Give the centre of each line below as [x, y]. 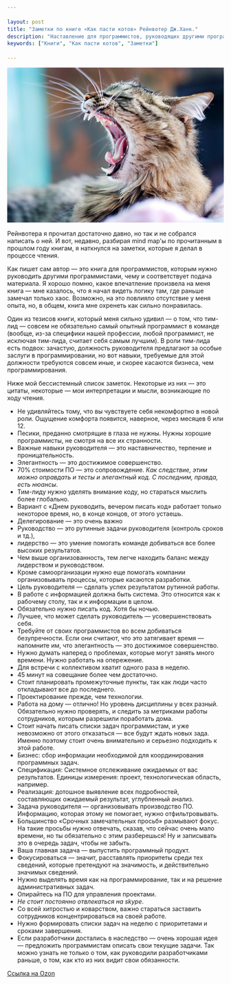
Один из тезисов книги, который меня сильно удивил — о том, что [105, 318]
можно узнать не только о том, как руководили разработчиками [112, 952]
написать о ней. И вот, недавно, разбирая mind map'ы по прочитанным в [114, 240]
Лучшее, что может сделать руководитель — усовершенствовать [114, 616]
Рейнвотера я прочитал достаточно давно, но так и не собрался [102, 233]
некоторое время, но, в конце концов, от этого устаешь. [100, 514]
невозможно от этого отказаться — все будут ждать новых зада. [113, 733]
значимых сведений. [48, 872]
